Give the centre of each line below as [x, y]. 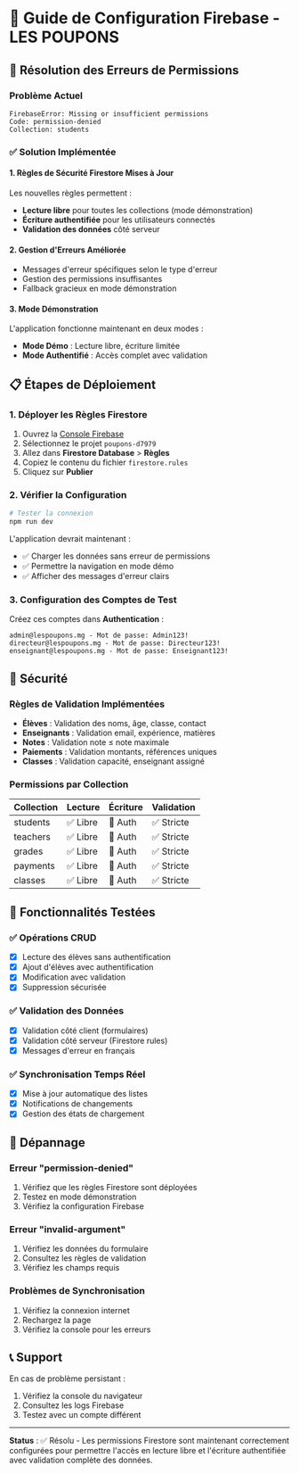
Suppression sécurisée [64, 987]
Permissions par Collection [69, 784]
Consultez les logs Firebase [73, 1405]
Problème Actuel [46, 95]
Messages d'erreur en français [78, 1050]
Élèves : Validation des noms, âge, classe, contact [114, 724]
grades [28, 851]
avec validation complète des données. [81, 1460]
